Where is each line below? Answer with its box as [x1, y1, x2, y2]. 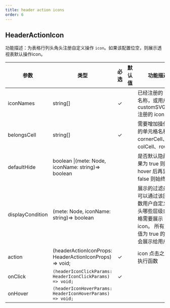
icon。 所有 [137, 223, 164, 230]
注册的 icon [137, 111, 164, 118]
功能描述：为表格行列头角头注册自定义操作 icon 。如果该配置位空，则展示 [5, 45, 158, 51]
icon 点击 [137, 250, 159, 257]
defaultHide [8, 164, 36, 171]
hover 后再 [137, 168, 163, 175]
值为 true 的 [137, 231, 165, 238]
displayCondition [8, 211, 48, 218]
